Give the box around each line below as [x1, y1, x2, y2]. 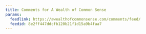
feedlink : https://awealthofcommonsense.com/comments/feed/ [10, 16, 141, 21]
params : [5, 12, 22, 17]
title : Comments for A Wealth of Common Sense [5, 7, 107, 12]
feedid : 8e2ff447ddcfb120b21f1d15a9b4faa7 [10, 21, 102, 26]
